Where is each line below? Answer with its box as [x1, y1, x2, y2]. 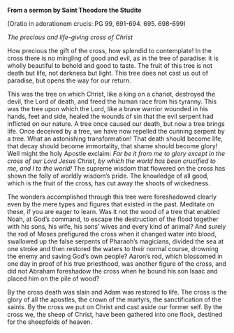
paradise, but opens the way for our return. [7, 76, 131, 85]
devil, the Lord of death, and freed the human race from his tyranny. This [7, 97, 217, 106]
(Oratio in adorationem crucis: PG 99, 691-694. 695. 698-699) [7, 20, 187, 27]
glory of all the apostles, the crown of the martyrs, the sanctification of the [7, 295, 221, 304]
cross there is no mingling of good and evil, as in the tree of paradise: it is [7, 54, 219, 62]
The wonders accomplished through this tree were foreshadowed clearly [7, 192, 217, 201]
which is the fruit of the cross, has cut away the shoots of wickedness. [7, 179, 211, 187]
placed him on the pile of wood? [7, 274, 100, 283]
